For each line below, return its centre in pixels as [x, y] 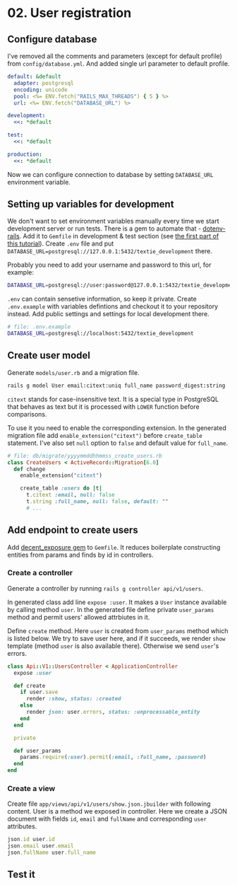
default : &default [34, 76]
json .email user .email [41, 846]
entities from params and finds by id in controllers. [80, 555]
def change [30, 469]
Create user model [49, 355]
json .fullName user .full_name [52, 853]
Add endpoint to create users [73, 530]
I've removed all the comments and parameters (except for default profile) [115, 56]
